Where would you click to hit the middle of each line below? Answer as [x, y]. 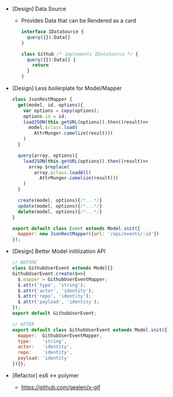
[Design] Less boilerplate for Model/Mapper [67, 88]
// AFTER [23, 324]
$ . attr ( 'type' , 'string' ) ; [52, 285]
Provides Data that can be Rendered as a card [79, 20]
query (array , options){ [48, 155]
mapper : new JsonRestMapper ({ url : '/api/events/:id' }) [89, 234]
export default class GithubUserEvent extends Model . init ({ [90, 330]
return [41, 65]
